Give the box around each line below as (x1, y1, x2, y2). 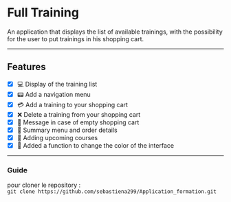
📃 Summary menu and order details (16, 126, 118, 134)
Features (7, 61, 46, 73)
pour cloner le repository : (7, 181, 81, 190)
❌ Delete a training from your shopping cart (16, 110, 141, 118)
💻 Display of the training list (16, 80, 98, 88)
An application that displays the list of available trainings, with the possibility (7, 27, 223, 36)
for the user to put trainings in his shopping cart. (7, 34, 144, 43)
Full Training (7, 5, 79, 21)
